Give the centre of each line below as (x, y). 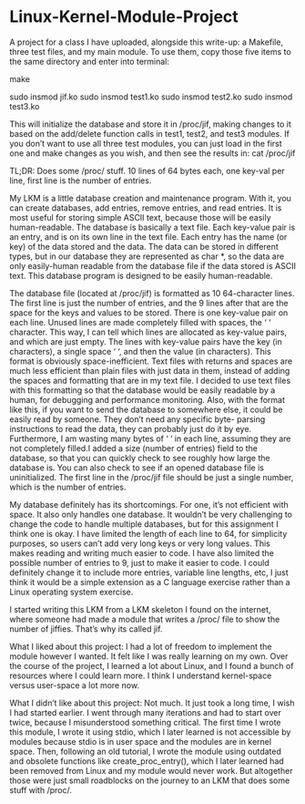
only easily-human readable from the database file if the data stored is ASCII (152, 265)
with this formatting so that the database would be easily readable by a (142, 390)
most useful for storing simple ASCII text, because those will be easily (140, 217)
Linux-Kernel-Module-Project (124, 17)
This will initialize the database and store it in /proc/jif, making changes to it (150, 124)
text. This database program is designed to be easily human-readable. (141, 275)
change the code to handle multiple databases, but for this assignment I (144, 524)
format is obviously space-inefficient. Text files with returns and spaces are (151, 361)
